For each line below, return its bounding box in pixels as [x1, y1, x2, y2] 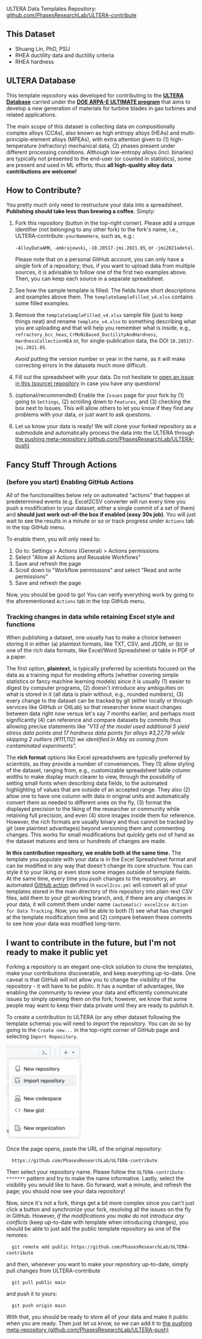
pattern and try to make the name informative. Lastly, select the [27, 1175, 185, 1182]
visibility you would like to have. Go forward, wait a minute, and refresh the [6, 1181, 192, 1188]
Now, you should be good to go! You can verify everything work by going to [6, 591, 194, 598]
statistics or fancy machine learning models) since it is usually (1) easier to [6, 678, 191, 685]
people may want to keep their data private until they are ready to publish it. [6, 1002, 194, 1009]
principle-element [6, 136, 51, 143]
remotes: [6, 1232, 28, 1238]
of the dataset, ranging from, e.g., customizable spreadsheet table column [6, 767, 191, 774]
